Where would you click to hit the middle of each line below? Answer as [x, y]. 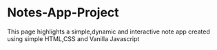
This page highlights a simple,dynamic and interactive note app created [108, 32]
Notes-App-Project [63, 13]
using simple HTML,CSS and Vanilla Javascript [73, 38]
